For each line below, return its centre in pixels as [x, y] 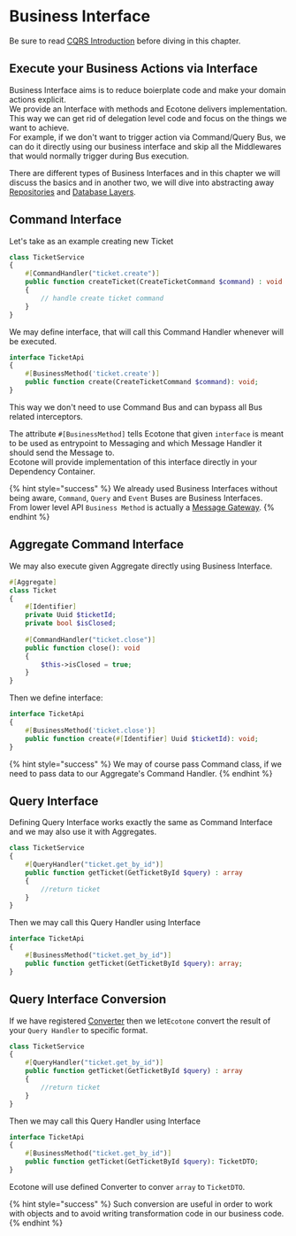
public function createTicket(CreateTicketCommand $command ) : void [154, 282]
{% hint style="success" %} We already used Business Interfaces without [144, 488]
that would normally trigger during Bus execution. [99, 156]
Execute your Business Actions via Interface [133, 69]
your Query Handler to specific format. [79, 1030]
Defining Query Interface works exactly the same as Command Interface [141, 823]
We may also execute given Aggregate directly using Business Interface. [141, 566]
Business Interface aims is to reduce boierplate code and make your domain [148, 89]
